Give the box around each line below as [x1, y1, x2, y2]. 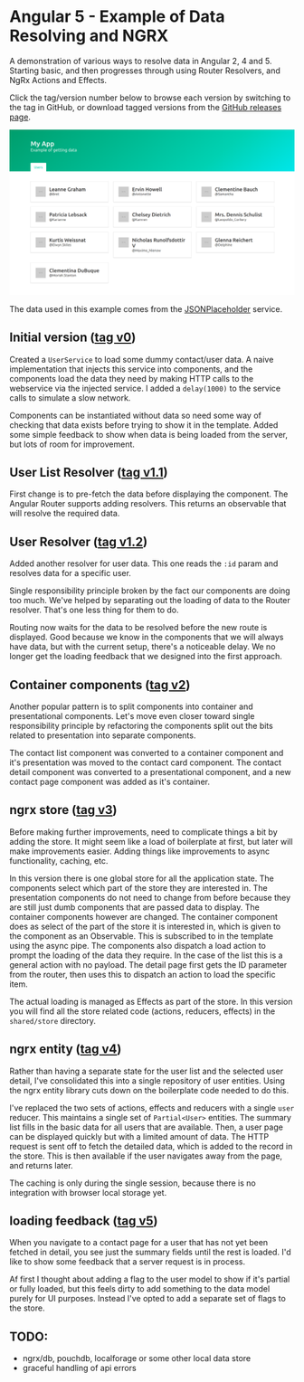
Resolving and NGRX [9, 25, 169, 46]
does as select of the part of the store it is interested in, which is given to [9, 921, 281, 932]
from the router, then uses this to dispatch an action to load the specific [9, 969, 276, 980]
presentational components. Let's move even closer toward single [9, 711, 255, 722]
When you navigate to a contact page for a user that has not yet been [9, 1237, 269, 1248]
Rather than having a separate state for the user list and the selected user [9, 1065, 283, 1076]
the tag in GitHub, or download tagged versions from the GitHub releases [9, 101, 282, 112]
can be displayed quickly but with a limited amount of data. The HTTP [9, 1131, 270, 1141]
